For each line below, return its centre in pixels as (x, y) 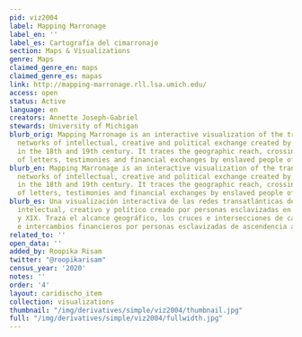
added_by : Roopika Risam (56, 252)
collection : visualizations (62, 302)
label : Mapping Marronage (58, 26)
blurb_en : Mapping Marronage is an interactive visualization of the (142, 168)
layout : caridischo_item (56, 293)
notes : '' (28, 277)
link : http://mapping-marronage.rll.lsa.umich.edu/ (108, 84)
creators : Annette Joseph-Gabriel (74, 118)
